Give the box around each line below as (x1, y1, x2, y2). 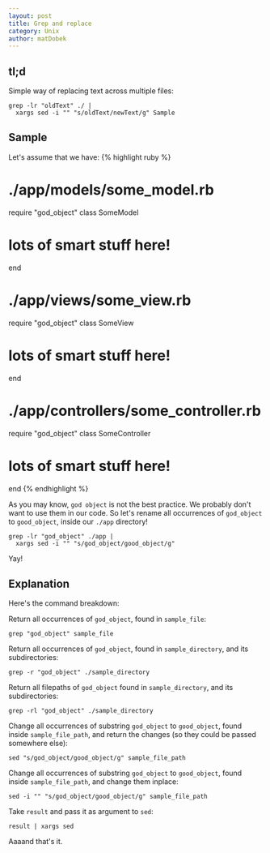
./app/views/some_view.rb (8, 291, 192, 309)
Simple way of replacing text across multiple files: (8, 86, 174, 96)
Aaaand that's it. (8, 837, 63, 847)
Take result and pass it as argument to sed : (8, 807, 154, 817)
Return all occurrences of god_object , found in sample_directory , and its (8, 644, 249, 654)
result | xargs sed (8, 822, 74, 831)
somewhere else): (8, 739, 69, 748)
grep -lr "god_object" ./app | (8, 532, 114, 540)
